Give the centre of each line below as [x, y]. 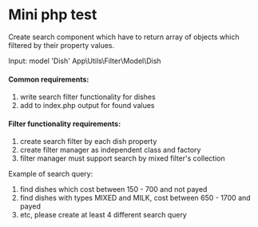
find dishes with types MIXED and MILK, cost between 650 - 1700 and [135, 198]
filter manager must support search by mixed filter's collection [122, 158]
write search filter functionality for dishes [87, 97]
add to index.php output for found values [87, 106]
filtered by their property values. [62, 45]
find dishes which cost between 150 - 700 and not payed [113, 189]
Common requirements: [49, 79]
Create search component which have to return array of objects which [124, 37]
